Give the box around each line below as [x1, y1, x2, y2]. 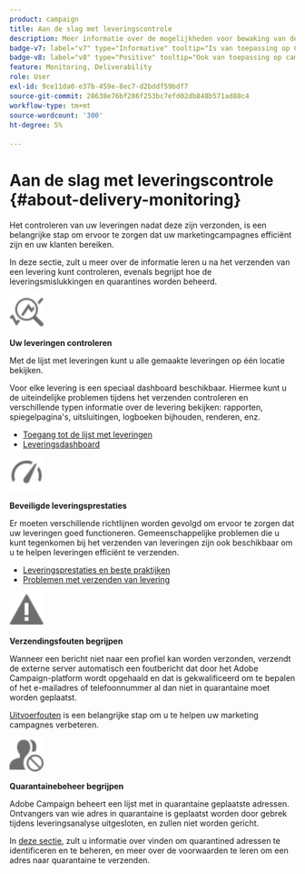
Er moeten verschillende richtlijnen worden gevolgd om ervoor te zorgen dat [9, 518, 295, 529]
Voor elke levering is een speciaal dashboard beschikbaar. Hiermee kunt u [9, 382, 288, 393]
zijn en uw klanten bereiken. [9, 239, 114, 250]
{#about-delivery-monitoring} [9, 189, 242, 210]
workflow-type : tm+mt [9, 101, 92, 110]
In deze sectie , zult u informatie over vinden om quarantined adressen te [9, 836, 281, 847]
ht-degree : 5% [9, 120, 64, 129]
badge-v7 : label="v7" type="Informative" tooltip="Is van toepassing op [9, 44, 290, 53]
